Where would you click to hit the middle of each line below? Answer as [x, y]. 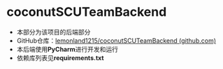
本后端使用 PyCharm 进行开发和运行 [67, 49]
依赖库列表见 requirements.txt [60, 58]
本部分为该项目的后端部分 [53, 32]
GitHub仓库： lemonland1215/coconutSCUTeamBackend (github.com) [116, 40]
